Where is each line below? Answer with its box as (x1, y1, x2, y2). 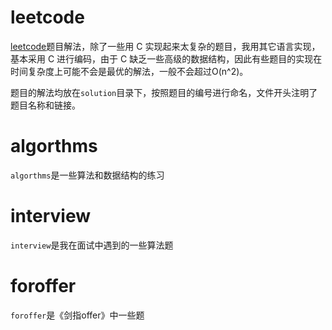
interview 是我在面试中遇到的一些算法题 (10, 239, 174, 251)
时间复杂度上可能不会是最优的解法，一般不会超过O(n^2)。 (10, 65, 249, 77)
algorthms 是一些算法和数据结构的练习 (10, 169, 165, 181)
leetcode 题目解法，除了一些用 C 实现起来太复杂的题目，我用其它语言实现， (10, 40, 321, 52)
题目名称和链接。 (10, 99, 81, 111)
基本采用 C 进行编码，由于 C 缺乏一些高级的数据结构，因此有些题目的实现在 (10, 52, 323, 65)
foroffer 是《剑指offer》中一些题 (10, 309, 145, 321)
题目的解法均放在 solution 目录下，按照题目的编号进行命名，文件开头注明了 (10, 86, 318, 98)
